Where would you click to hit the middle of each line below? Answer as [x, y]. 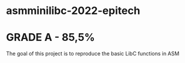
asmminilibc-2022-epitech [73, 11]
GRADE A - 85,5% [51, 38]
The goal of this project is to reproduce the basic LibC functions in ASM [93, 54]
